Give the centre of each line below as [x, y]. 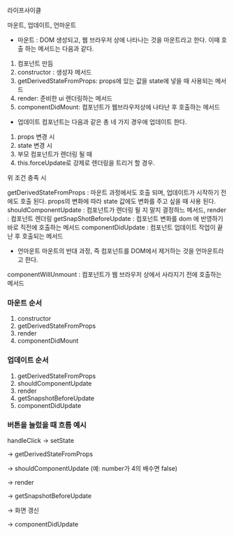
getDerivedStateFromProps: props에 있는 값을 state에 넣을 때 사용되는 [116, 81]
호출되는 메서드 [43, 236]
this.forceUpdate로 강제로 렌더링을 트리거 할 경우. [86, 163]
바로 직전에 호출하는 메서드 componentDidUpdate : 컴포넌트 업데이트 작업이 [111, 227]
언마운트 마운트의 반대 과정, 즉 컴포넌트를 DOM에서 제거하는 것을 [105, 251]
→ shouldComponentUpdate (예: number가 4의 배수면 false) [93, 468]
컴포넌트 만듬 [35, 63]
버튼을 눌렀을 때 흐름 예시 [47, 425]
